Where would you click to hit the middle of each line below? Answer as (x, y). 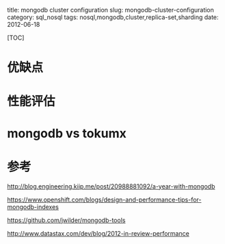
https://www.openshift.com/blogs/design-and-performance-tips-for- (104, 199)
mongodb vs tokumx (67, 133)
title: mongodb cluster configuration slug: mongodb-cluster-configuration (110, 10)
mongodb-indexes (33, 207)
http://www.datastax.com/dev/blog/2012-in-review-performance (98, 233)
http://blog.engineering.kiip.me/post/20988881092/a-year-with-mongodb (111, 186)
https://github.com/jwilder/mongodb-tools (66, 220)
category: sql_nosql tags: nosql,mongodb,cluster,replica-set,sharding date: (113, 17)
